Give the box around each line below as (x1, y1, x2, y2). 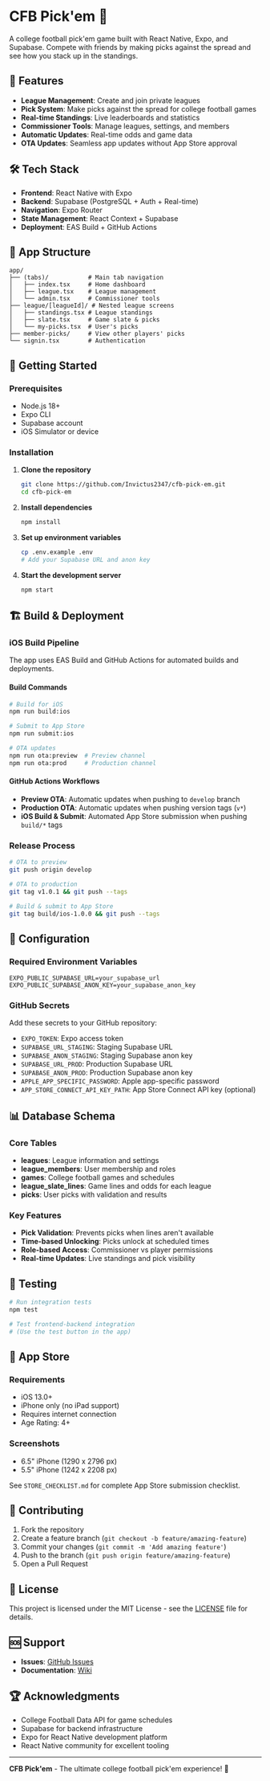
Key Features (9, 1210, 62, 1221)
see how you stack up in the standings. (9, 51, 139, 60)
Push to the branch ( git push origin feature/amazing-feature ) (20, 1550, 231, 1560)
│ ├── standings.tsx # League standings (9, 309, 153, 317)
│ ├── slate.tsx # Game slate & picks (9, 316, 160, 324)
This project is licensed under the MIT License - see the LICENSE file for (9, 1603, 248, 1614)
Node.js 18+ (20, 401, 61, 411)
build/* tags (20, 820, 63, 829)
